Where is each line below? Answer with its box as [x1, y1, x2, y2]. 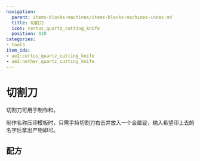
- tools [6, 42, 26, 48]
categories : [6, 36, 36, 42]
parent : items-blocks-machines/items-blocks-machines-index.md [11, 14, 172, 20]
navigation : [6, 8, 36, 15]
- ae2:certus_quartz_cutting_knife [6, 53, 95, 59]
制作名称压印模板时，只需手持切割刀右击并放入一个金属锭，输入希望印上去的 [6, 119, 195, 127]
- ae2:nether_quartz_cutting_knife [6, 58, 95, 64]
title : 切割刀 [11, 20, 44, 26]
